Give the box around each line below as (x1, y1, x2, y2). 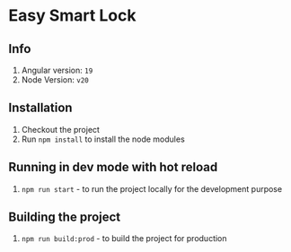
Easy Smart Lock (8, 5, 137, 26)
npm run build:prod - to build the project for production (21, 233, 227, 244)
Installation (8, 100, 73, 116)
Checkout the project (21, 124, 101, 135)
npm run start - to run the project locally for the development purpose (21, 183, 283, 194)
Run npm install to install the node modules (21, 134, 185, 144)
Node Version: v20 (21, 74, 89, 85)
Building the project (8, 210, 121, 225)
